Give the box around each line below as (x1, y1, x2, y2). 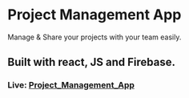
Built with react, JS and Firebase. (7, 55, 175, 69)
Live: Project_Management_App (7, 80, 135, 91)
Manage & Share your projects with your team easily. (7, 32, 182, 42)
